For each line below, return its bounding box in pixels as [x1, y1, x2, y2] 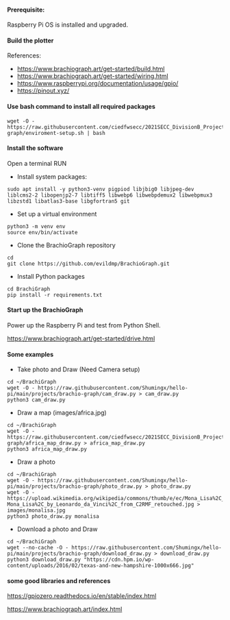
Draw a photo [16, 458, 56, 466]
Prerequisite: [7, 5, 45, 14]
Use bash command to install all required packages [7, 103, 156, 110]
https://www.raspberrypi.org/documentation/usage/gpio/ [16, 79, 179, 88]
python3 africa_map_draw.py [7, 446, 88, 453]
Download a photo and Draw [16, 525, 98, 534]
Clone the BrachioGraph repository [16, 240, 116, 249]
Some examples [7, 350, 54, 358]
